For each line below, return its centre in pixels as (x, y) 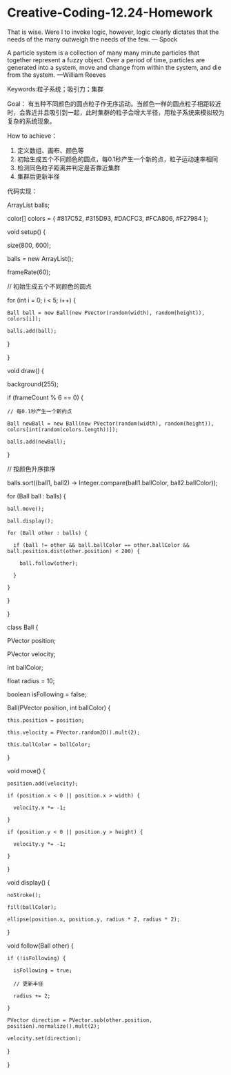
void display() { (29, 882)
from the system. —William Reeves (57, 75)
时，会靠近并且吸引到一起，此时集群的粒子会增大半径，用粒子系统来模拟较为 (116, 112)
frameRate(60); (29, 272)
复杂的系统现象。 (31, 121)
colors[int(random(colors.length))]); (63, 430)
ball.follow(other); (49, 563)
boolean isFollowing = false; (47, 694)
